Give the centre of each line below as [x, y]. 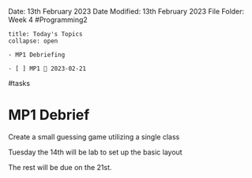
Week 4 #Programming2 [48, 20]
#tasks [19, 83]
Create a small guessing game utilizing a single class [94, 136]
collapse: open [33, 41]
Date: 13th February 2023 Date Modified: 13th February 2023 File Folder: [126, 11]
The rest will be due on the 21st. [60, 167]
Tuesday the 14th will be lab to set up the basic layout [96, 152]
